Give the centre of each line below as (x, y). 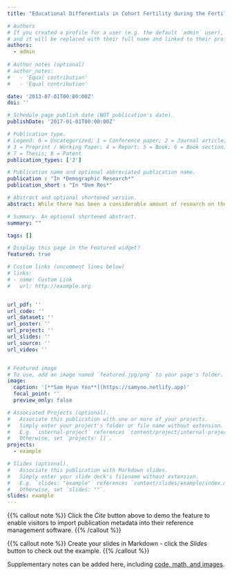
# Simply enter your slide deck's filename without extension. (103, 477)
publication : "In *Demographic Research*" (71, 179)
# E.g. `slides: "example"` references (68, 483)
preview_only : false (43, 400)
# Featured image (32, 368)
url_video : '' (28, 350)
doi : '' (18, 103)
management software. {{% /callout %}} (65, 530)
